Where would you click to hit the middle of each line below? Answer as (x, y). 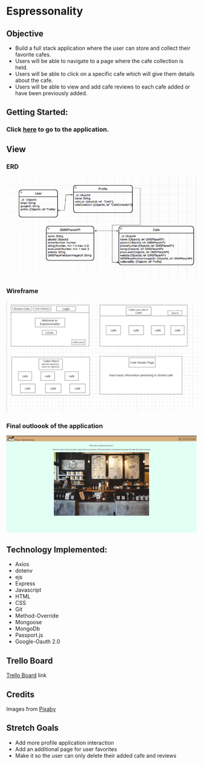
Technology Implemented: (57, 549)
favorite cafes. (33, 55)
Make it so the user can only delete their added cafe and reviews (96, 755)
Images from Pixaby (31, 709)
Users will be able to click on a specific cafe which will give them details (105, 74)
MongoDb (27, 629)
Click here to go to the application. (58, 130)
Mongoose (28, 622)
